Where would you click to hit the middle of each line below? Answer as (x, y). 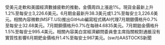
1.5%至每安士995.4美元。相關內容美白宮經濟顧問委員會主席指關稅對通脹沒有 (83, 32)
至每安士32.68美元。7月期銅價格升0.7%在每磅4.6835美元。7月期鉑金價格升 (82, 25)
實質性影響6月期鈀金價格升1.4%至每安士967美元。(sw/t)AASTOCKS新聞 (78, 38)
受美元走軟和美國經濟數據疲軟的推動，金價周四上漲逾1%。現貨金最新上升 (79, 7)
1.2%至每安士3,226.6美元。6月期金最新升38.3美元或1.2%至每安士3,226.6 (80, 13)
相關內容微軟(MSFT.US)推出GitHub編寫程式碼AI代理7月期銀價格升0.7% (86, 19)
